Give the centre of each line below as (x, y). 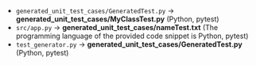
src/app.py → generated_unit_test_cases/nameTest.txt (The (117, 27)
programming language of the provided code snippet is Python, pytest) (132, 36)
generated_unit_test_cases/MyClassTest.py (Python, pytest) (118, 19)
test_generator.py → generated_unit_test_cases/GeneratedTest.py (129, 44)
